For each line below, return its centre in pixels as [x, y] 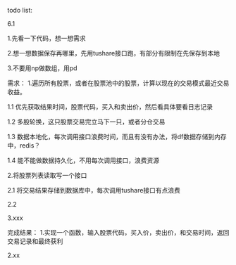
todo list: [20, 10]
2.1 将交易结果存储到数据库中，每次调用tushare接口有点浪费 [94, 190]
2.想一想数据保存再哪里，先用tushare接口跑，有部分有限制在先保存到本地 [114, 53]
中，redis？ [24, 146]
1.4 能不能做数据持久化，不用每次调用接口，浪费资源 [83, 160]
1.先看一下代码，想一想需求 [46, 38]
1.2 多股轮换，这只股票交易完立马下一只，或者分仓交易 [86, 122]
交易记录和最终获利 [35, 241]
